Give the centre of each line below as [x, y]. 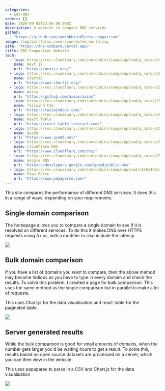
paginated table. [22, 307]
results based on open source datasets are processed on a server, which [79, 355]
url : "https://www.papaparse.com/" [50, 179]
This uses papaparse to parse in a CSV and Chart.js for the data [70, 369]
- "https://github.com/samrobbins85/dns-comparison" [65, 37]
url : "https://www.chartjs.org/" [48, 83]
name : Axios [26, 92]
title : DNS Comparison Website [37, 51]
